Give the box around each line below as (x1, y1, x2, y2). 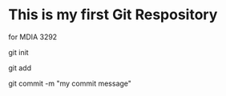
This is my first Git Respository (8, 6, 218, 24)
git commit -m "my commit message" (8, 78, 132, 88)
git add (8, 62, 32, 73)
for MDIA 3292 (8, 32, 58, 42)
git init (8, 47, 30, 57)
